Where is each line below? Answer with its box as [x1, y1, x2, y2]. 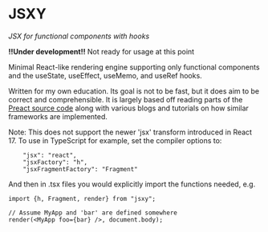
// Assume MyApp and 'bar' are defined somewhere [8, 209, 178, 217]
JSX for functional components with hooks [8, 31, 150, 41]
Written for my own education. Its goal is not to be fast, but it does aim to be [8, 86, 260, 96]
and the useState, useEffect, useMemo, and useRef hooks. [8, 70, 202, 80]
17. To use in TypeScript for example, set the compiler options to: [8, 135, 222, 145]
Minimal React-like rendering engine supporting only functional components [8, 62, 260, 72]
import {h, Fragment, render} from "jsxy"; [8, 194, 156, 202]
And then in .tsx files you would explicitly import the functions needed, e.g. [8, 179, 256, 189]
